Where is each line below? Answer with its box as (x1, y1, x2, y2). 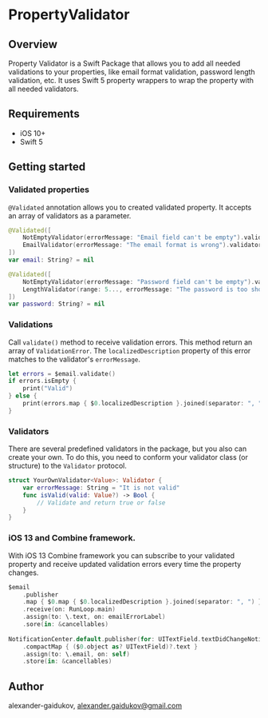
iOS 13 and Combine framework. (8, 533, 136, 544)
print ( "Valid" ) (22, 385, 73, 393)
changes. (8, 568, 39, 577)
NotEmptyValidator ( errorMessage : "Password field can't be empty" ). (22, 277, 255, 285)
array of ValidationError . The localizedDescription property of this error (8, 345, 251, 355)
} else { (8, 392, 37, 401)
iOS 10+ (19, 128, 46, 138)
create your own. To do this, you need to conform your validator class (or (8, 453, 249, 462)
